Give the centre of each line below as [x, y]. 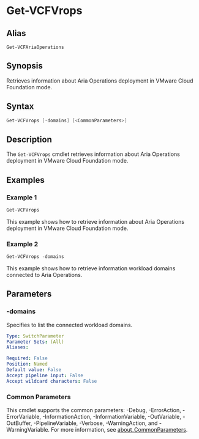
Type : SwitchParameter [35, 336]
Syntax [20, 107]
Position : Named [27, 364]
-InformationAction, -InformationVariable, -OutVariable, [112, 417]
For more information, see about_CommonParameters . [119, 430]
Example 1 [22, 197]
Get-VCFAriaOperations [35, 47]
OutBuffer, [19, 423]
